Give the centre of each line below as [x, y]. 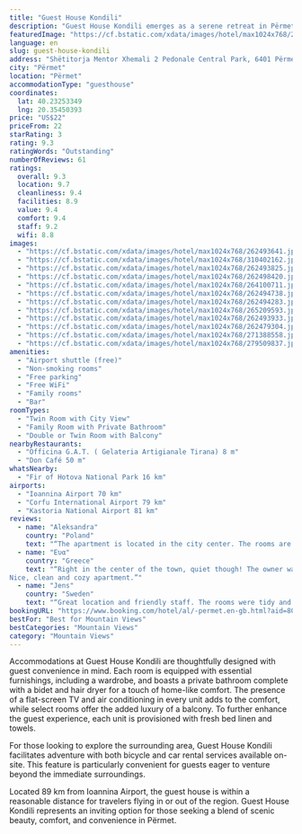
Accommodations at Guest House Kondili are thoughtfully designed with [142, 661]
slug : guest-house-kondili [60, 51]
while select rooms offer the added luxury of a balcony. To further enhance [148, 709]
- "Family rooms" [50, 394]
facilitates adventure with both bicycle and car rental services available [141, 755]
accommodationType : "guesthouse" [72, 84]
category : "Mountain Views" [62, 636]
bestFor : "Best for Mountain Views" [78, 619]
